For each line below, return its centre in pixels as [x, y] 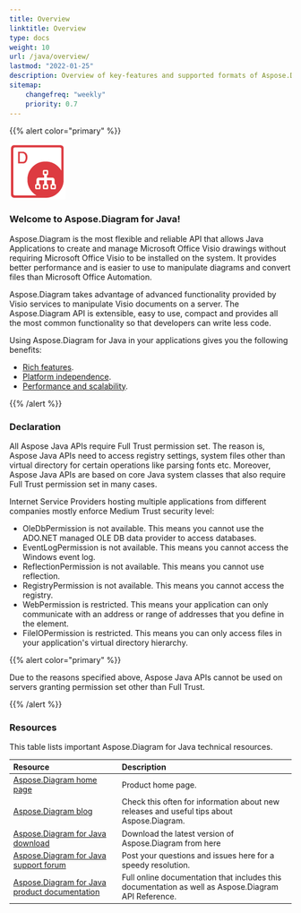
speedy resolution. [156, 865]
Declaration [35, 426]
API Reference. [149, 897]
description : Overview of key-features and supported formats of [133, 76]
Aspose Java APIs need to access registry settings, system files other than [147, 456]
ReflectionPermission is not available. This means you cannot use [143, 567]
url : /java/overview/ [50, 57]
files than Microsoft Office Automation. [81, 277]
